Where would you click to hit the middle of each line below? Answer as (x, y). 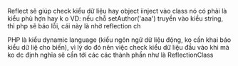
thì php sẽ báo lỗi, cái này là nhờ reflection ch (74, 26)
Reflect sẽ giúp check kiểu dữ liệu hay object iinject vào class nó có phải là (117, 11)
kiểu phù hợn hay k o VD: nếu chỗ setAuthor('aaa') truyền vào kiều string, (115, 18)
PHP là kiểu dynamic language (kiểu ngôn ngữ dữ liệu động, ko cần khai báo (119, 40)
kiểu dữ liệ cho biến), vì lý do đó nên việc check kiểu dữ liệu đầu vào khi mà (118, 47)
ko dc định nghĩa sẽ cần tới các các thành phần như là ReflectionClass (110, 55)
